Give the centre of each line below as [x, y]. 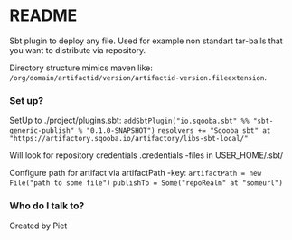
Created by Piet [38, 226]
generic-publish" [42, 131]
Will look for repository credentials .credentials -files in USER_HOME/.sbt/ [146, 155]
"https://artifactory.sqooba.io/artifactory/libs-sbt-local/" [129, 139]
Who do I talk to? [47, 206]
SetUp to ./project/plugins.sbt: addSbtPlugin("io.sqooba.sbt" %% [130, 120]
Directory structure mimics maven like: [81, 68]
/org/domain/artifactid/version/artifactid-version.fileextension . [138, 77]
